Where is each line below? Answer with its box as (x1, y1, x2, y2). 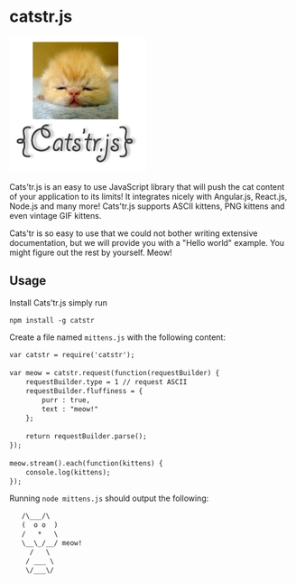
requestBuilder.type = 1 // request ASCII (25, 377, 188, 386)
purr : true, (42, 395, 91, 404)
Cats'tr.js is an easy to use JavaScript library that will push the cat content (9, 181, 285, 192)
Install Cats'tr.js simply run (9, 297, 108, 308)
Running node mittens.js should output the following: (9, 493, 209, 504)
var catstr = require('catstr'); (9, 350, 135, 359)
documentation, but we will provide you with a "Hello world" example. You (9, 237, 285, 248)
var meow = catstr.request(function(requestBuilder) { (9, 368, 220, 377)
